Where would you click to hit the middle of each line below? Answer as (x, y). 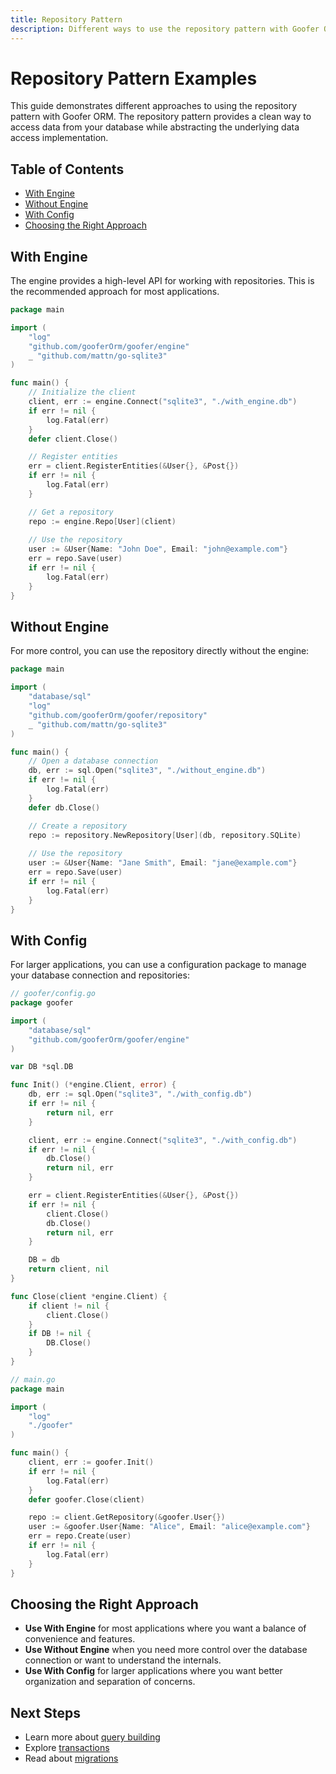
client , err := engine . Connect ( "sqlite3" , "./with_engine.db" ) (163, 402)
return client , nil (69, 1269)
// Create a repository (78, 826)
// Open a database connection (93, 761)
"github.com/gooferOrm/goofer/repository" (118, 715)
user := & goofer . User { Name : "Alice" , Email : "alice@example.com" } (169, 1527)
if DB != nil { (60, 1334)
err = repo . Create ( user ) (80, 1536)
